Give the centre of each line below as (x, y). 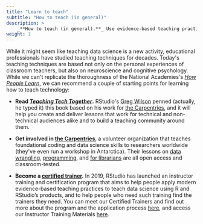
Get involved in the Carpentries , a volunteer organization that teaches (103, 138)
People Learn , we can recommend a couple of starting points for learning (98, 83)
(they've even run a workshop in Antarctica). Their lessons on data (98, 152)
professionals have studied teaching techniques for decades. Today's (93, 58)
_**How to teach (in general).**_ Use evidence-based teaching (98, 29)
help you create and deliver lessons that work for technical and (93, 114)
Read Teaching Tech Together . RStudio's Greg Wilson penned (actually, (105, 101)
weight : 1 (19, 34)
